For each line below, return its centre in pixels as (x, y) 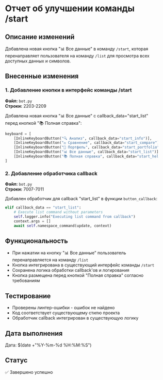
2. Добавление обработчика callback (51, 173)
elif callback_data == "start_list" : (43, 208)
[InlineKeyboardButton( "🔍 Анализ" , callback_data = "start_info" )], (83, 138)
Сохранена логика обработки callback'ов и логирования (71, 270)
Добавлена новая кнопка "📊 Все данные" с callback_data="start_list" (77, 115)
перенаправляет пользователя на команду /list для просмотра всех (77, 56)
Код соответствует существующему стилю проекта (66, 313)
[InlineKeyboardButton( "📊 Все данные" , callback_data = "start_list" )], (87, 152)
